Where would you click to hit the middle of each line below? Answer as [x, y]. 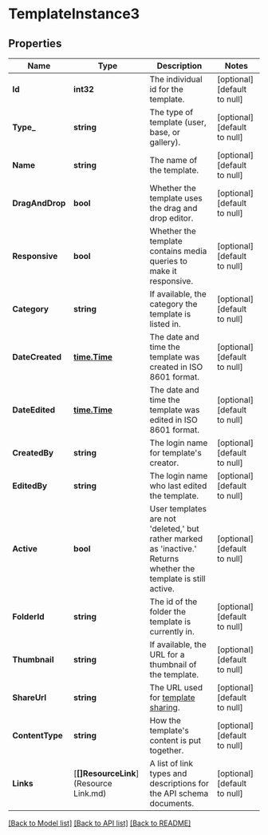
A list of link [171, 763]
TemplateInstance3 [74, 14]
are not [163, 519]
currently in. [172, 632]
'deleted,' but [174, 529]
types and [168, 773]
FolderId [29, 616]
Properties [35, 44]
